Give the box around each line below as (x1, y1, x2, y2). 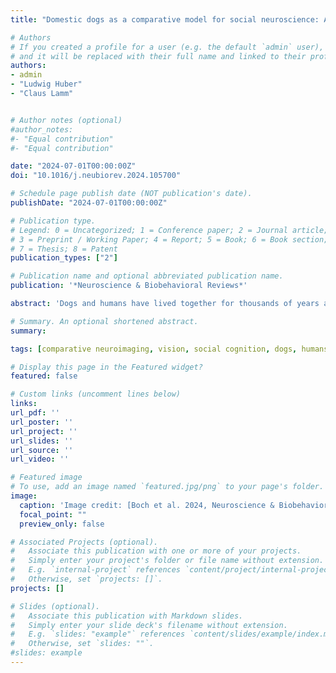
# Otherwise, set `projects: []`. (10, 574, 163, 584)
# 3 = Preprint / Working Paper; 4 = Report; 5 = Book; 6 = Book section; (10, 234, 329, 245)
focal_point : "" (19, 509, 87, 520)
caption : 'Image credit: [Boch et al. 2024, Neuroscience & (19, 500, 275, 510)
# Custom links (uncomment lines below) (10, 389, 182, 400)
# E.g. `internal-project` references (10, 565, 182, 575)
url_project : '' (10, 426, 78, 436)
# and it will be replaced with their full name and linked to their (10, 51, 307, 61)
